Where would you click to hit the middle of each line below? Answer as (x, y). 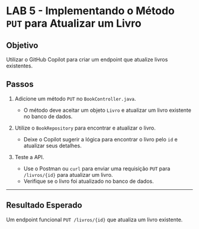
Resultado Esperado (44, 205)
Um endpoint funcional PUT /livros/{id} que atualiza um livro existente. (94, 220)
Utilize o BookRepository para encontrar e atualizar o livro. (85, 128)
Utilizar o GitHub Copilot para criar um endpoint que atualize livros (87, 59)
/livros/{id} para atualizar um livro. (68, 175)
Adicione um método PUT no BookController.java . (75, 98)
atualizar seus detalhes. (52, 146)
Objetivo (22, 45)
